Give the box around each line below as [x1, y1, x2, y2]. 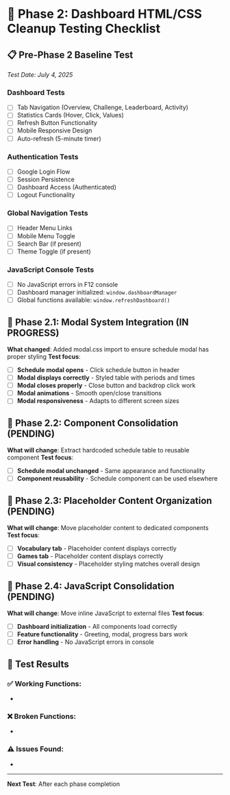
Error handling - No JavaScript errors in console [16, 638, 155, 646]
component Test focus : [7, 453, 74, 462]
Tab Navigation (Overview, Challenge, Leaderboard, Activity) [16, 103, 189, 112]
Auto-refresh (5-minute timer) [16, 134, 101, 143]
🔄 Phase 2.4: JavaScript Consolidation [7, 580, 175, 592]
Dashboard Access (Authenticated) [16, 183, 117, 192]
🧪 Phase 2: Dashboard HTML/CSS [7, 6, 203, 22]
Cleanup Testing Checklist [7, 21, 161, 36]
